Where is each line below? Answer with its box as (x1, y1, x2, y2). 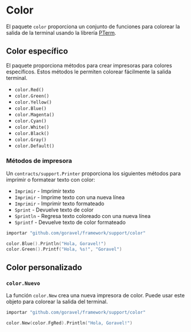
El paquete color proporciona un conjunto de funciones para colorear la (6, 23, 180, 30)
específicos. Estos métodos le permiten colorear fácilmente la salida (6, 68, 172, 75)
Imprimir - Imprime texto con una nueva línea (14, 194, 125, 201)
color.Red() (14, 86, 44, 93)
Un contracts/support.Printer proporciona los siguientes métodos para (6, 170, 181, 177)
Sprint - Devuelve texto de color (14, 206, 94, 213)
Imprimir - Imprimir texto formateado (14, 200, 105, 207)
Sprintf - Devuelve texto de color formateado (14, 219, 126, 226)
